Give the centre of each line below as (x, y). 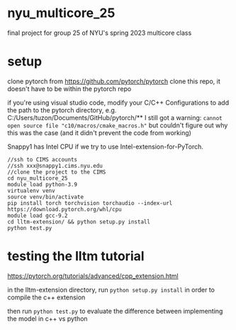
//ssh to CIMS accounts (43, 159)
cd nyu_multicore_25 (38, 178)
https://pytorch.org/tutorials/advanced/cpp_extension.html (93, 276)
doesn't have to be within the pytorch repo (69, 89)
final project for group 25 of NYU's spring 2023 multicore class (100, 33)
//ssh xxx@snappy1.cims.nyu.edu (55, 166)
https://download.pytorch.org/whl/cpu (64, 209)
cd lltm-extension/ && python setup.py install (79, 222)
